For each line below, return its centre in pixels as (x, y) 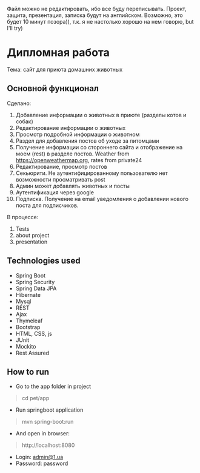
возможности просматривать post (60, 179)
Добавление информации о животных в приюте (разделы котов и (101, 115)
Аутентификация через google (55, 192)
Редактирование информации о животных (71, 128)
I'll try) (15, 28)
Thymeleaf (29, 321)
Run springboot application (49, 410)
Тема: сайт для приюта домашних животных (65, 69)
